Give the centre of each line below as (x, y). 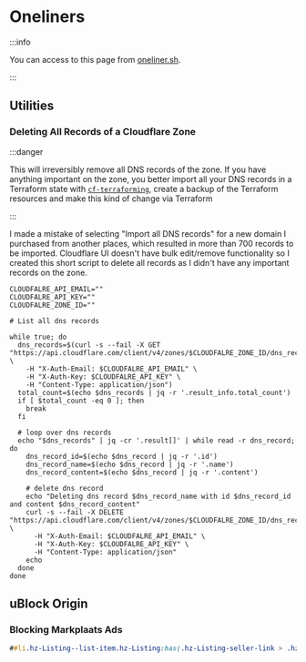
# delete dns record (65, 488)
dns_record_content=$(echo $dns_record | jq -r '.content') (142, 472)
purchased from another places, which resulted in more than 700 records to (152, 243)
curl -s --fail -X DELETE (75, 512)
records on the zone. (49, 272)
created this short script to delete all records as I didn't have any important (149, 262)
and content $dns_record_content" (75, 504)
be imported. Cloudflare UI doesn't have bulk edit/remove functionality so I (149, 253)
